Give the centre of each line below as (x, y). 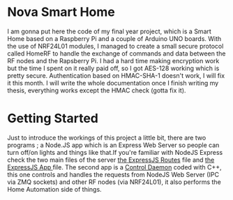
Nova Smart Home (61, 12)
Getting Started (53, 118)
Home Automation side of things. (55, 189)
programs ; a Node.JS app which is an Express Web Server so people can (113, 145)
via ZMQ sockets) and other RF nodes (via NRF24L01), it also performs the (114, 182)
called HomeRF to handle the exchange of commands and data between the (116, 53)
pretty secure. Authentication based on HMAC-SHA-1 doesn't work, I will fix (116, 75)
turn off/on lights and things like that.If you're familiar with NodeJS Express (115, 152)
